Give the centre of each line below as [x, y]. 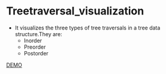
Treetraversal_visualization [75, 11]
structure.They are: [39, 34]
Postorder [36, 53]
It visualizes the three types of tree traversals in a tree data [87, 28]
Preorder [35, 47]
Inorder [33, 40]
